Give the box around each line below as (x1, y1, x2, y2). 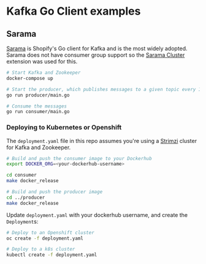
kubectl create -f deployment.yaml (6, 252, 97, 258)
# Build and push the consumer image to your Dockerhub (6, 155, 152, 161)
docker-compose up (6, 75, 53, 81)
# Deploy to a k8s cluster (6, 246, 75, 252)
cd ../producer (6, 194, 45, 200)
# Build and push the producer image (6, 189, 103, 195)
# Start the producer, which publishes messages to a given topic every (6, 86, 196, 92)
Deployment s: (6, 218, 39, 225)
